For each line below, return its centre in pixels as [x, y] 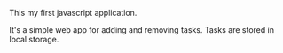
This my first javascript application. [73, 13]
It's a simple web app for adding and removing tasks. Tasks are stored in [142, 30]
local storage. [34, 39]
